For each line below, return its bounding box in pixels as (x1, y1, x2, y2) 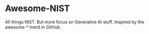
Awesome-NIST (5, 3, 70, 14)
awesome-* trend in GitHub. (5, 24, 62, 30)
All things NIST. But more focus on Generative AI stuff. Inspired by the (5, 19, 145, 25)
